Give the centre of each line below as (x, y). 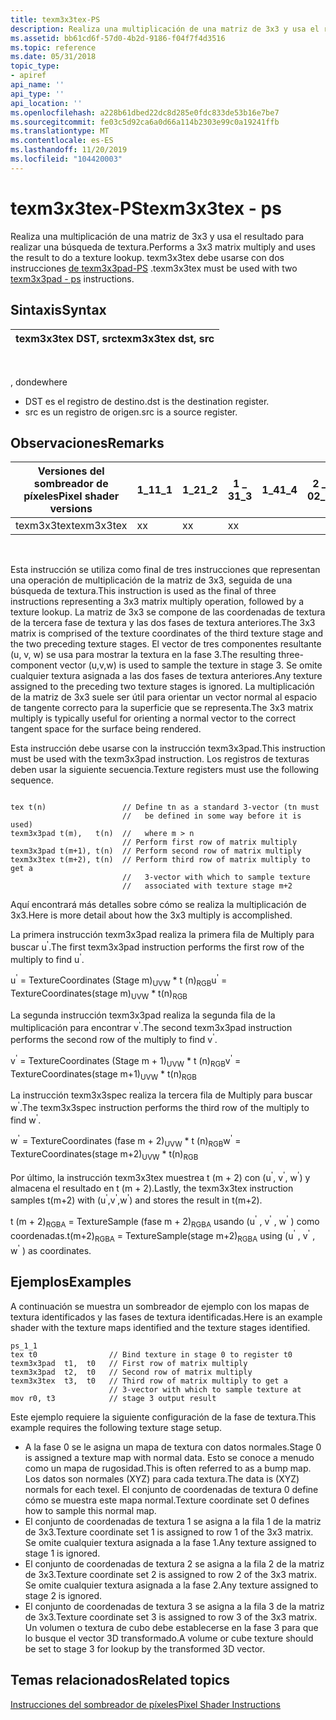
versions (71, 509)
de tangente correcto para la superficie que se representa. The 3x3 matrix (162, 708)
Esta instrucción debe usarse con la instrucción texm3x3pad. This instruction (168, 748)
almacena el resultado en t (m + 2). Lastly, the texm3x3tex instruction (152, 1188)
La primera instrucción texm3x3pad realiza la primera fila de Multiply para (162, 935)
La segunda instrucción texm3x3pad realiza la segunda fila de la (143, 1015)
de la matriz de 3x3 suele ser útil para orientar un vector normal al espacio (164, 697)
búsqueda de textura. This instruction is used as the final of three (143, 591)
